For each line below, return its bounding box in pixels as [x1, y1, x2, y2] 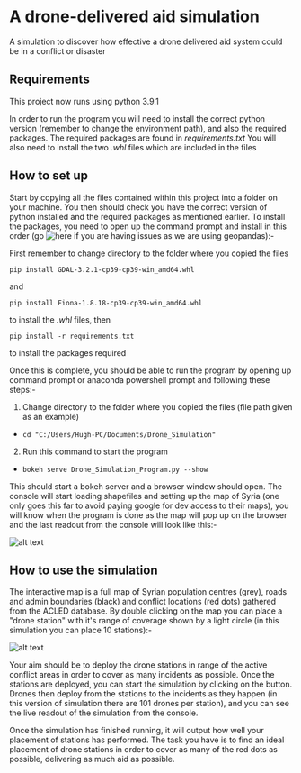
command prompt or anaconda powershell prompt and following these [9, 374, 270, 385]
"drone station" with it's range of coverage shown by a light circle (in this [9, 615, 279, 626]
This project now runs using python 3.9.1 [9, 95, 159, 106]
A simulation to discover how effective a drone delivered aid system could [9, 36, 283, 47]
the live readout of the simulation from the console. [9, 707, 199, 718]
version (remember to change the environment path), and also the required [9, 123, 287, 133]
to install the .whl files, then [9, 314, 111, 325]
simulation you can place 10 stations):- [9, 624, 153, 636]
